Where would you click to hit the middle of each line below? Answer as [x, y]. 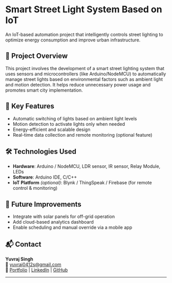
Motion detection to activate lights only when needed [69, 124]
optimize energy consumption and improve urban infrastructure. [73, 40]
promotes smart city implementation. [44, 90]
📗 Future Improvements [44, 204]
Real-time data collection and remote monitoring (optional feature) [82, 135]
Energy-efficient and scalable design [51, 129]
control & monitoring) [35, 188]
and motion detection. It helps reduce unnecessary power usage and [78, 84]
